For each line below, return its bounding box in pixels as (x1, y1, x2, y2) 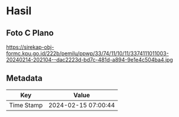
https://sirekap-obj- (6, 43, 55, 50)
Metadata (6, 73, 43, 84)
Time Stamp (9, 101, 43, 109)
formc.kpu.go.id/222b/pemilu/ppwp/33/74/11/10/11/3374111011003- (6, 50, 169, 57)
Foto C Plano (6, 28, 54, 38)
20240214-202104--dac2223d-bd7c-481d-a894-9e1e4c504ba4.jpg (6, 56, 173, 63)
